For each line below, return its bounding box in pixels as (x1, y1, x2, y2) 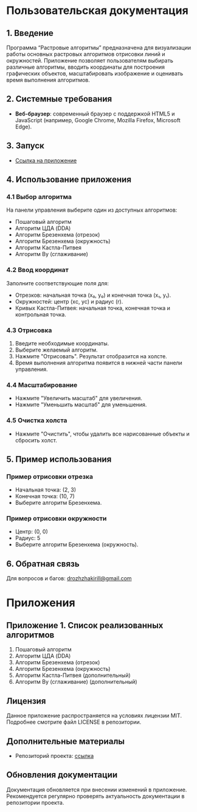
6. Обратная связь (6, 558, 80, 569)
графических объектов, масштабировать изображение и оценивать (6, 70, 184, 77)
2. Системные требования (6, 94, 112, 104)
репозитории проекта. (6, 799, 64, 806)
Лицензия (6, 696, 46, 706)
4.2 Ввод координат (6, 266, 69, 274)
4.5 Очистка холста (6, 416, 67, 425)
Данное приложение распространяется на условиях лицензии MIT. (6, 712, 182, 720)
